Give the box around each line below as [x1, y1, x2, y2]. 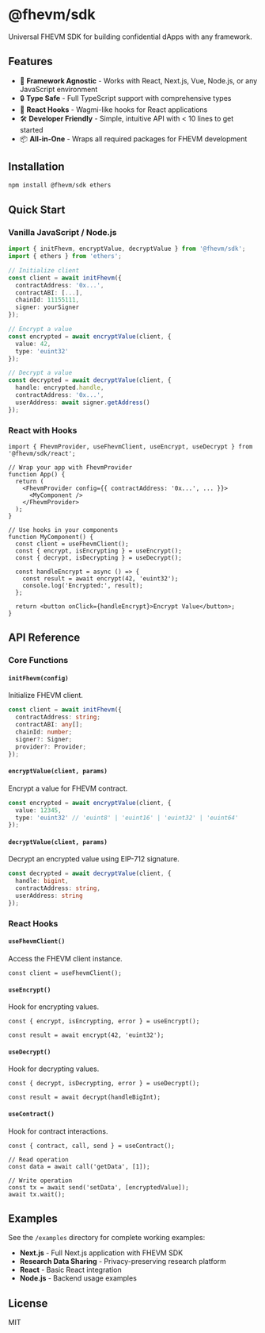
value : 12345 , [15, 806, 62, 815]
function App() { [8, 470, 66, 478]
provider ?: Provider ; [15, 742, 87, 751]
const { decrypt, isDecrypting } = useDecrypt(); [15, 553, 182, 561]
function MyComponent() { [8, 533, 93, 541]
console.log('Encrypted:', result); [22, 581, 144, 589]
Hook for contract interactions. [8, 1126, 108, 1136]
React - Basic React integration [19, 1265, 122, 1275]
